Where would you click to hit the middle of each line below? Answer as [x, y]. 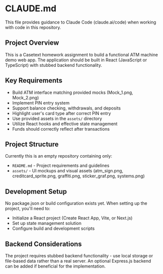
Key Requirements [34, 81]
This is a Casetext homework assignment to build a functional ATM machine [81, 55]
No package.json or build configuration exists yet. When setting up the [76, 203]
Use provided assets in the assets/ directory [57, 118]
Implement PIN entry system [41, 103]
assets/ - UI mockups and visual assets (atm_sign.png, [68, 171]
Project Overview [32, 43]
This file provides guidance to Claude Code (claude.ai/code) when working [81, 22]
